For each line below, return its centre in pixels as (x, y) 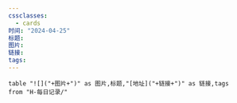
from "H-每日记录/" (38, 92)
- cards (28, 23)
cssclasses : (28, 16)
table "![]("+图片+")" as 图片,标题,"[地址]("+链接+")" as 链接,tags (118, 83)
